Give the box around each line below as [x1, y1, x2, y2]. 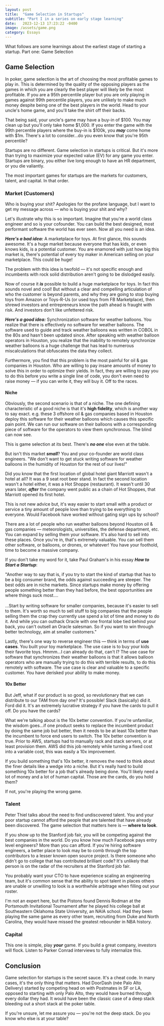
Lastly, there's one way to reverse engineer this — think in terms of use [5, 638, 149, 644]
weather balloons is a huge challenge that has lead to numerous [5, 342, 134, 349]
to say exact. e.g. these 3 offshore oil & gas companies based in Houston [5, 411, 153, 417]
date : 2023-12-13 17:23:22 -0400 [5, 21, 78, 26]
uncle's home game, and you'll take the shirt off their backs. [5, 107, 126, 113]
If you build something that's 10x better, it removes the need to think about [5, 758, 155, 764]
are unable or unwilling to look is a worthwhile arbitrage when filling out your [5, 883, 160, 889]
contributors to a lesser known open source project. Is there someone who [5, 853, 156, 858]
